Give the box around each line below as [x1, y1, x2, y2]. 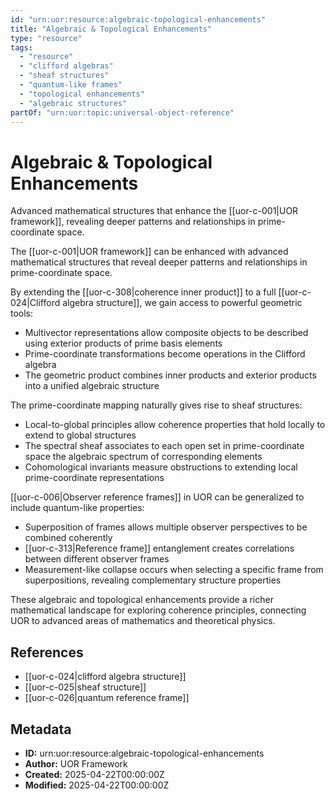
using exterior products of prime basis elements [24, 337, 223, 350]
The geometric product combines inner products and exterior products [24, 369, 317, 381]
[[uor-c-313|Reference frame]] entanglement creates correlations [24, 542, 295, 555]
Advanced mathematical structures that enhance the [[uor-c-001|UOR [10, 205, 299, 217]
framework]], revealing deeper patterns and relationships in [10, 216, 256, 228]
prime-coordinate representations [24, 472, 165, 484]
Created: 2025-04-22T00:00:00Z [24, 768, 165, 780]
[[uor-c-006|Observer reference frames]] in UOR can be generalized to [10, 491, 305, 503]
